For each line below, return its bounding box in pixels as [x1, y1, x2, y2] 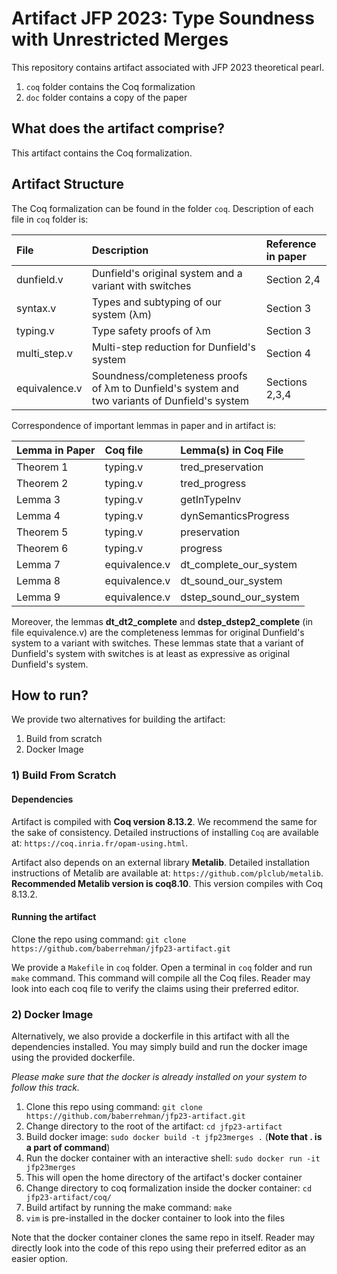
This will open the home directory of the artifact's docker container [25, 1172, 303, 1183]
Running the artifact [11, 911, 97, 923]
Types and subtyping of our [91, 295, 222, 309]
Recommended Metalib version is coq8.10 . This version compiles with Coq [11, 877, 324, 889]
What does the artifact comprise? [11, 120, 226, 137]
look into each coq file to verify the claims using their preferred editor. [11, 982, 299, 994]
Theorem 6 [16, 541, 69, 555]
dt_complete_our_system [180, 557, 298, 571]
